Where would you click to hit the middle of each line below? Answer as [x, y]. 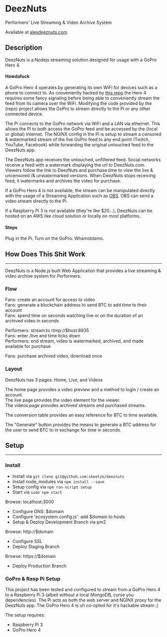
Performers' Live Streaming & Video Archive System [58, 22]
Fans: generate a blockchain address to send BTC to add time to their [76, 305]
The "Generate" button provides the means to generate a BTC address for [81, 425]
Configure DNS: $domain [38, 511]
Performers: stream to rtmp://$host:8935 [47, 330]
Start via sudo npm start [37, 492]
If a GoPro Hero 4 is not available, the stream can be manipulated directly [80, 190]
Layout [14, 369]
